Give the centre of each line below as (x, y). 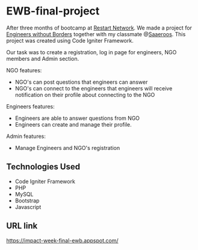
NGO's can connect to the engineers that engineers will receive (94, 88)
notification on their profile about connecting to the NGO (85, 95)
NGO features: (24, 70)
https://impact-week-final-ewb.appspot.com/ (62, 240)
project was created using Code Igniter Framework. (70, 40)
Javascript (28, 207)
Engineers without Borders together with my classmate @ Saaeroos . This (96, 34)
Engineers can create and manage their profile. (73, 124)
